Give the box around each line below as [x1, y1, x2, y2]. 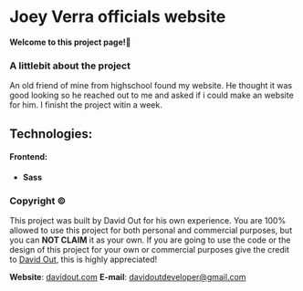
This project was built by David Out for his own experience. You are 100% [9, 215, 287, 226]
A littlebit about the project [9, 59, 131, 72]
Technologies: [9, 126, 93, 141]
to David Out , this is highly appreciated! [9, 254, 158, 265]
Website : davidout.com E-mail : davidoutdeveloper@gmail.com [9, 272, 246, 283]
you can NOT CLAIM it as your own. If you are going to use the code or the [9, 234, 291, 245]
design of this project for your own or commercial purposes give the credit [9, 244, 289, 255]
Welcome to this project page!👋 [9, 36, 131, 47]
